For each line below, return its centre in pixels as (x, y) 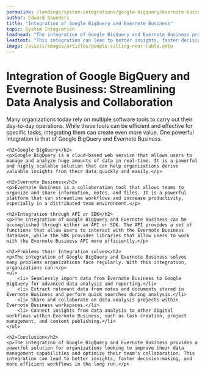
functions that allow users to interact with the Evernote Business (95, 230)
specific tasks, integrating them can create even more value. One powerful (100, 132)
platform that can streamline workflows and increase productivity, (95, 198)
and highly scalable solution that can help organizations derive (92, 166)
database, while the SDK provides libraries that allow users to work (98, 235)
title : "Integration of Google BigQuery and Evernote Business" (90, 23)
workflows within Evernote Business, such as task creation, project (97, 316)
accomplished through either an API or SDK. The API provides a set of (99, 225)
